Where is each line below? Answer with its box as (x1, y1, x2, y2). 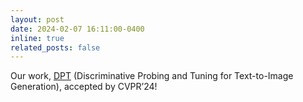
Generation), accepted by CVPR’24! (10, 81, 158, 93)
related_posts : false (10, 42, 101, 53)
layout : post (10, 14, 65, 25)
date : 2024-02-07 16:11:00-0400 (10, 24, 145, 34)
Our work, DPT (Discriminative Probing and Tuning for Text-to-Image (10, 70, 294, 82)
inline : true (10, 33, 65, 43)
